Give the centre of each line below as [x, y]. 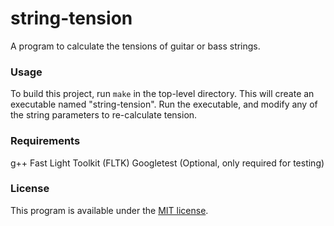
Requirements [45, 141]
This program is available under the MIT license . [109, 210]
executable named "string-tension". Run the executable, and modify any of [164, 104]
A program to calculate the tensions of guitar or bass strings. [135, 46]
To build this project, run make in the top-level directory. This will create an [162, 94]
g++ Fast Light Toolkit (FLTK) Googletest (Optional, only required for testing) [167, 163]
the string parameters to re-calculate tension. [104, 115]
